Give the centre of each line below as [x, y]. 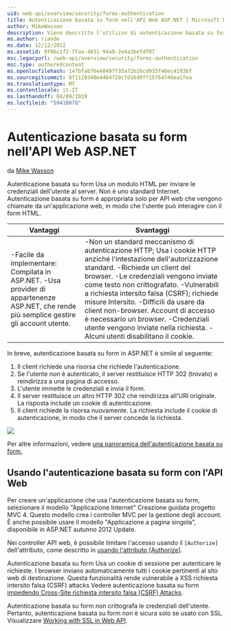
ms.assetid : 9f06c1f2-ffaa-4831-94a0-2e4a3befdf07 [81, 52]
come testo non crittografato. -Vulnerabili [152, 285]
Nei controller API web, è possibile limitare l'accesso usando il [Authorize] [113, 542]
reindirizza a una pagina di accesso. [68, 381]
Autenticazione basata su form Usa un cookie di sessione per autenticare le [114, 563]
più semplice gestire [43, 315]
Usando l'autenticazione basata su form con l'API [115, 473]
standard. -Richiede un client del [138, 267]
